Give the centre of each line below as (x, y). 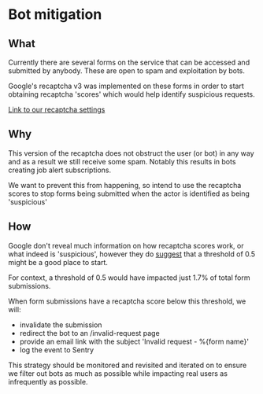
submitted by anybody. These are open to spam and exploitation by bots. (127, 71)
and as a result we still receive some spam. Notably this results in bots (122, 161)
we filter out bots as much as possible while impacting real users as (118, 373)
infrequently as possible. (48, 381)
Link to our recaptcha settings (57, 109)
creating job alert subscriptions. (60, 170)
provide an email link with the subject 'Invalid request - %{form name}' (134, 341)
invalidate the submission (61, 325)
